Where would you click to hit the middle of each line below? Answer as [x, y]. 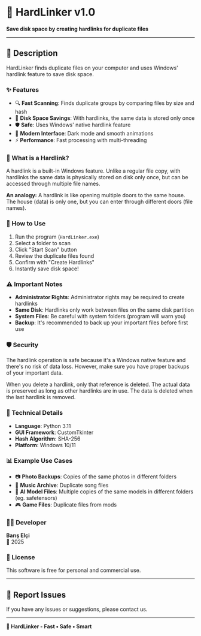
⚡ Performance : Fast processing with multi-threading [81, 140]
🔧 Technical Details [35, 413]
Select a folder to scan [42, 243]
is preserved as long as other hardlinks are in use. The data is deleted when [100, 391]
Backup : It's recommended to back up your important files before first [101, 322]
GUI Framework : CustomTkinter [54, 432]
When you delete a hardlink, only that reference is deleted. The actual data [98, 385]
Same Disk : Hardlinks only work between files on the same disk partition [104, 310]
